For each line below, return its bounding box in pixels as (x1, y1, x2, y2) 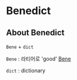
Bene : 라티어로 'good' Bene (6, 55, 72, 62)
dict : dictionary (6, 67, 46, 74)
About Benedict (6, 28, 65, 38)
